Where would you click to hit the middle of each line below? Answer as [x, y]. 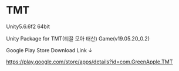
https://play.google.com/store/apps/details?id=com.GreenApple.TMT [89, 62]
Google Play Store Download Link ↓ [49, 50]
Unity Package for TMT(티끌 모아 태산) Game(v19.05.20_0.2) [78, 38]
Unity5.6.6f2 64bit [28, 26]
